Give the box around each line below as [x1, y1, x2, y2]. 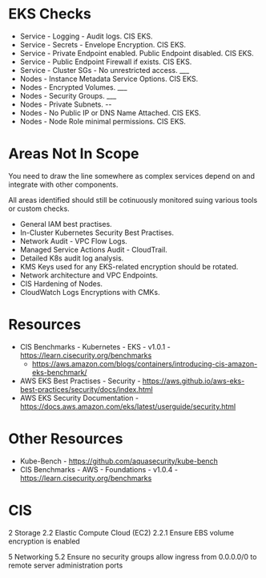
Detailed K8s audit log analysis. [19, 253, 124, 263]
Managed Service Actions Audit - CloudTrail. [19, 245, 168, 254]
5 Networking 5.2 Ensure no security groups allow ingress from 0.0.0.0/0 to [8, 552, 257, 561]
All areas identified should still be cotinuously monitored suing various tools [8, 195, 258, 204]
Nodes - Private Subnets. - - [19, 99, 112, 109]
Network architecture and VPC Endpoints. [19, 270, 159, 280]
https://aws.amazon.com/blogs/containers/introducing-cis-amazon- [31, 358, 258, 369]
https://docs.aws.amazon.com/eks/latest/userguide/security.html [19, 402, 236, 411]
